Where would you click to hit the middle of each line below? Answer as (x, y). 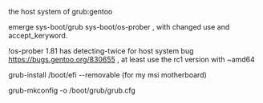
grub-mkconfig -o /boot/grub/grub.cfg (72, 90)
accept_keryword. (38, 36)
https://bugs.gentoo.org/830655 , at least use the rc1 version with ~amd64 (131, 59)
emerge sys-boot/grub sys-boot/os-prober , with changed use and (119, 27)
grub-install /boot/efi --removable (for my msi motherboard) (107, 75)
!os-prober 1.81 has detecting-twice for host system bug (101, 51)
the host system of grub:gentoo (61, 12)
